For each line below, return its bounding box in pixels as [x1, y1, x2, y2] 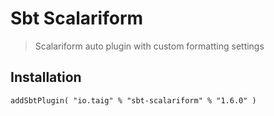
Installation [10, 69, 82, 86]
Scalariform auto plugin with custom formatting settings [34, 40, 265, 52]
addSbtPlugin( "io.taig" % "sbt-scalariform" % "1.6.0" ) [10, 95, 257, 106]
